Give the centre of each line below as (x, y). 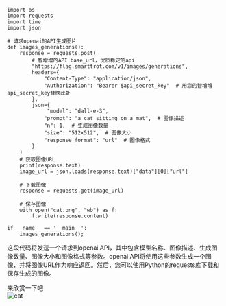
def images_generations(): (46, 47)
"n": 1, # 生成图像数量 (76, 126)
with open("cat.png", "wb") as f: (68, 210)
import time (24, 22)
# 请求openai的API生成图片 (42, 41)
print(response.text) (50, 165)
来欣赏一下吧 (25, 288)
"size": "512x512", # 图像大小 (88, 133)
